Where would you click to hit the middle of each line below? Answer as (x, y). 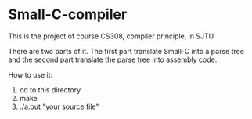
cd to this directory (50, 90)
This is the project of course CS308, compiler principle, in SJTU (111, 36)
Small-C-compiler (68, 14)
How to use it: (31, 74)
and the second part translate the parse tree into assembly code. (113, 59)
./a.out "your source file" (59, 106)
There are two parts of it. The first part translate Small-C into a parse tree (126, 51)
